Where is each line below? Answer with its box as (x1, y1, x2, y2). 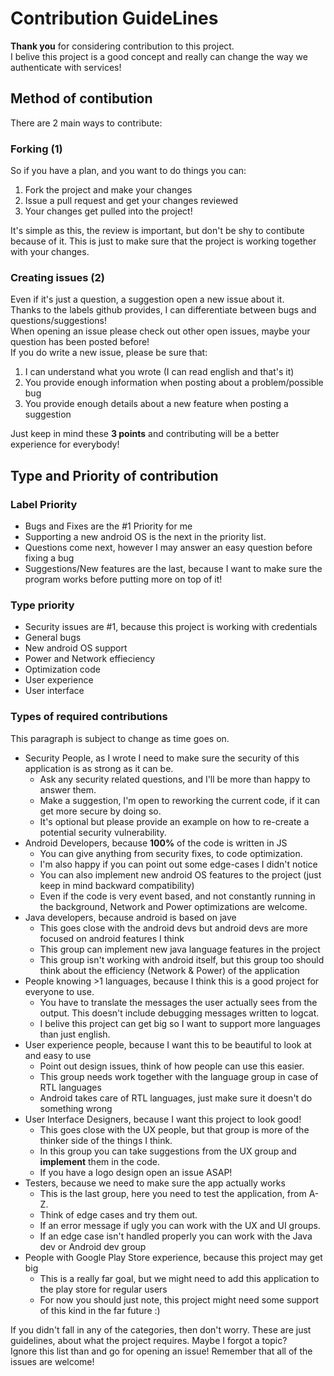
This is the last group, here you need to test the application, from (39, 1187, 307, 1199)
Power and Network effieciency (24, 653, 156, 665)
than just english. (39, 1028, 111, 1040)
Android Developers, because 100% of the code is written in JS (24, 837, 288, 849)
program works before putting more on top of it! (24, 573, 223, 586)
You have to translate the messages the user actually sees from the (39, 996, 318, 1008)
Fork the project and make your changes (24, 184, 193, 196)
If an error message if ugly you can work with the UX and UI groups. (39, 1219, 321, 1231)
